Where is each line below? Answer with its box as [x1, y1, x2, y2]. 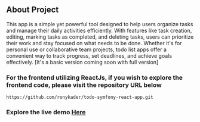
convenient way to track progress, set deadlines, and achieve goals [6, 52, 172, 59]
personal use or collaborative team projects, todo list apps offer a [6, 46, 167, 53]
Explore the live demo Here [6, 108, 86, 117]
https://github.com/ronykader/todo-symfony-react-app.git [6, 95, 153, 101]
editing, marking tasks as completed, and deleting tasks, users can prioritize [6, 33, 194, 40]
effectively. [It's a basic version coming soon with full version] [6, 58, 159, 65]
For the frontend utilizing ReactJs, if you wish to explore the [6, 73, 183, 82]
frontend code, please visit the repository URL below [6, 80, 162, 89]
